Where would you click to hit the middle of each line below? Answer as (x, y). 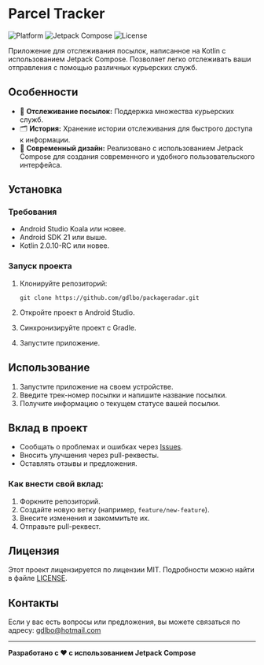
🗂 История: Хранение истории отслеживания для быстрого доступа (136, 128)
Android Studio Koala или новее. (73, 229)
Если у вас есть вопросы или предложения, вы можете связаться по (125, 622)
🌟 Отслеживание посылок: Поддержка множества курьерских (126, 111)
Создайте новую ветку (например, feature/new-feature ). (114, 509)
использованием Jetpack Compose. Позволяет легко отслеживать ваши (130, 59)
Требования (33, 212)
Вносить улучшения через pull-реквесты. (89, 455)
